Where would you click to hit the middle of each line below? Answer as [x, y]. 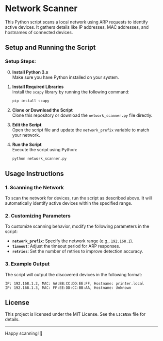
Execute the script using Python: [45, 149]
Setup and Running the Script [50, 47]
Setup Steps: [21, 61]
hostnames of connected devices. [39, 32]
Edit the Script [27, 125]
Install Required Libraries [38, 87]
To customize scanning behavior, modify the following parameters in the [77, 226]
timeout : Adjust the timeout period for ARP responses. [66, 246]
